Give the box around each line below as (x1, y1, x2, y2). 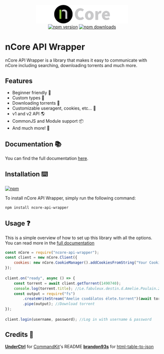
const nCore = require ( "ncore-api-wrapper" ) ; (5, 250, 99, 255)
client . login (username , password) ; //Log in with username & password (5, 317, 152, 322)
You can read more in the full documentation (5, 240, 95, 246)
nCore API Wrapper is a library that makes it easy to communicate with (5, 57, 147, 63)
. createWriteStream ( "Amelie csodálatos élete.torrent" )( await (22, 296, 152, 301)
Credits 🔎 (5, 331, 34, 339)
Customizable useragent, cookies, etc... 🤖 (12, 105, 96, 111)
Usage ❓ (5, 220, 31, 228)
